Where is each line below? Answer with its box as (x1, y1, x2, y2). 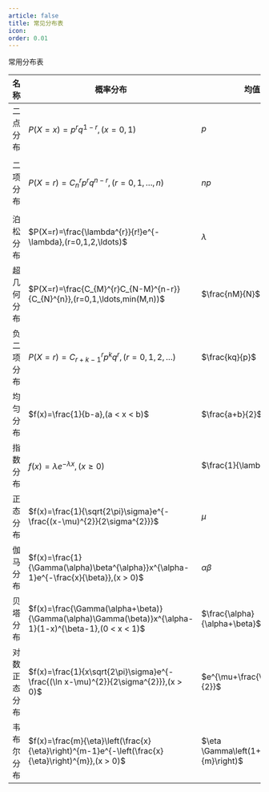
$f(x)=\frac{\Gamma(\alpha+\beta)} (28, 603, 163, 614)
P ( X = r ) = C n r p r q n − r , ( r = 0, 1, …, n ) (28, 176, 164, 190)
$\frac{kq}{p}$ (201, 352, 257, 363)
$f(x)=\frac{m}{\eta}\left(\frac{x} (28, 735, 151, 746)
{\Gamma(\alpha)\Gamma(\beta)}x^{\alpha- (28, 613, 194, 624)
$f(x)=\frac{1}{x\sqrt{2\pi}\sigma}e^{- (28, 666, 174, 677)
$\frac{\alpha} (201, 608, 255, 620)
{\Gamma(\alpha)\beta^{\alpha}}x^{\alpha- (28, 562, 190, 573)
